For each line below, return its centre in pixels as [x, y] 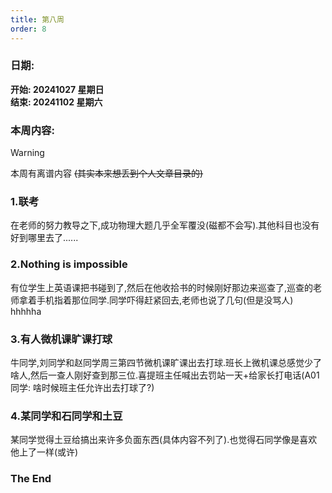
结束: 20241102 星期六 [56, 102]
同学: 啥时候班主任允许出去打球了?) [82, 387]
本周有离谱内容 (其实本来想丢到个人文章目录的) [107, 173]
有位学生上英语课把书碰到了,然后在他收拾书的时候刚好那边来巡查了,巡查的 [162, 287]
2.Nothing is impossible [69, 264]
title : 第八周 [37, 19]
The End [31, 479]
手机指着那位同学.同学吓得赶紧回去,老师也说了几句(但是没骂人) [165, 300]
